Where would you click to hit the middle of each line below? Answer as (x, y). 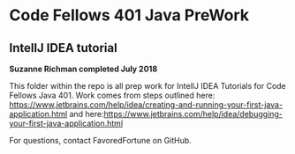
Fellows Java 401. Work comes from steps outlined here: (112, 95)
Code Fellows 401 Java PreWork (129, 15)
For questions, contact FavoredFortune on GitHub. (100, 140)
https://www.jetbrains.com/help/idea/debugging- (193, 114)
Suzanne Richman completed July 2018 (83, 69)
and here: (87, 114)
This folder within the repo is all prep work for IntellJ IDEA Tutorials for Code (148, 86)
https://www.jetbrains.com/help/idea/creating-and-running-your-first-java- (146, 105)
